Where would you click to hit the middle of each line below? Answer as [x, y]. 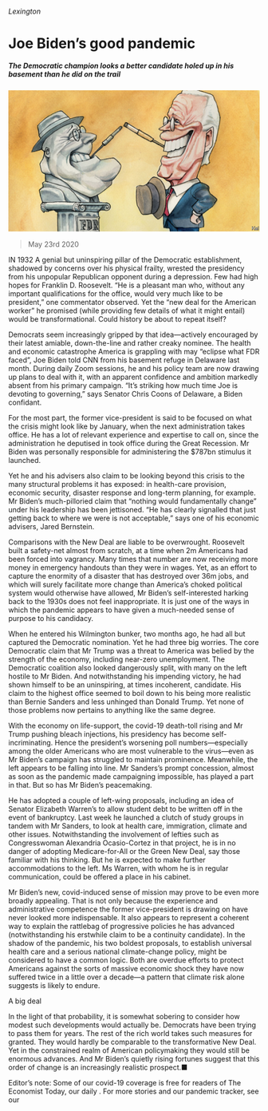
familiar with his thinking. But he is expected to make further [107, 860]
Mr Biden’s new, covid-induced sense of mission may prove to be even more [134, 892]
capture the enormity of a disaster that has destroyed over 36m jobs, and [128, 576]
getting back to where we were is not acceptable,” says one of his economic [134, 518]
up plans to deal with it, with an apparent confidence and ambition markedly [133, 377]
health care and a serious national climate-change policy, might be [118, 952]
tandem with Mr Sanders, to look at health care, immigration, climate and [128, 826]
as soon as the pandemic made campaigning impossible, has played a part [131, 777]
